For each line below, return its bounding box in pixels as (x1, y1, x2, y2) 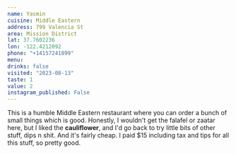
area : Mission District (7, 30, 78, 37)
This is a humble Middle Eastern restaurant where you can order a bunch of (7, 109, 228, 117)
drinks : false (7, 63, 49, 70)
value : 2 (7, 83, 33, 90)
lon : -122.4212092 (7, 43, 61, 50)
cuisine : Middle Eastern (7, 17, 81, 24)
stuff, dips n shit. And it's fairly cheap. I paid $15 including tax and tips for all (7, 131, 230, 140)
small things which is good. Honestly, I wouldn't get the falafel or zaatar (7, 116, 216, 124)
